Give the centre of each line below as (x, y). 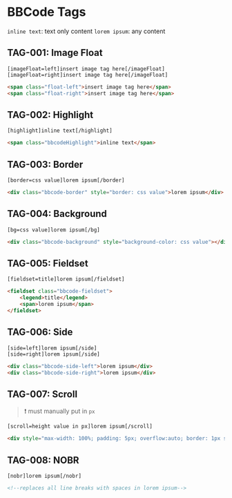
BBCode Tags (47, 12)
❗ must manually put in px (59, 411)
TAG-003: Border (45, 164)
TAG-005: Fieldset (48, 263)
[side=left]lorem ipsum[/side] (52, 348)
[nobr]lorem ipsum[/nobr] (44, 476)
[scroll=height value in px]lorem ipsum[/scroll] (80, 427)
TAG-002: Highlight (50, 115)
